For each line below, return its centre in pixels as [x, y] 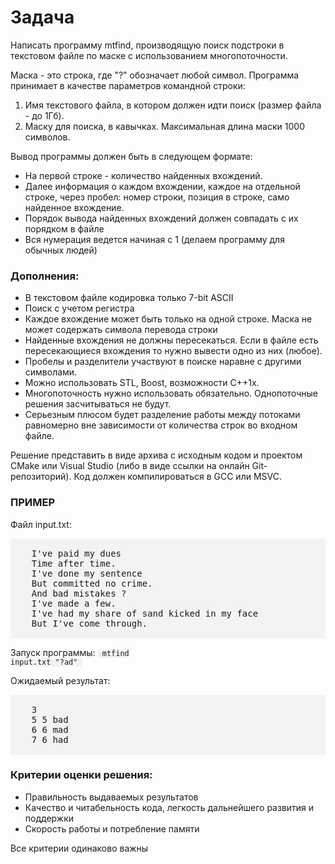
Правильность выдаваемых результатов [111, 797]
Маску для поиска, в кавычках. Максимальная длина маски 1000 [164, 126]
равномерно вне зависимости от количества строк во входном [161, 425]
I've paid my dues [76, 553]
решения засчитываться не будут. [98, 404]
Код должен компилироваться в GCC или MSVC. [177, 477]
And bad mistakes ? [79, 593]
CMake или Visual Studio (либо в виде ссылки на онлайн [130, 466]
